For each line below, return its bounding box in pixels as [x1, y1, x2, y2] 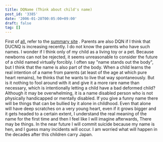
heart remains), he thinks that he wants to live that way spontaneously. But [5, 75, 155, 81]
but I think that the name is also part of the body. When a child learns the [5, 64, 151, 71]
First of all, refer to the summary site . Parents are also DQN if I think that [5, 38, 151, 44]
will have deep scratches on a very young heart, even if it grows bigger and [5, 106, 157, 112]
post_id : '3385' [5, 12, 38, 17]
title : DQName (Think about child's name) [5, 7, 92, 12]
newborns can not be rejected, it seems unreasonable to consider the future [5, 54, 158, 60]
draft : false [5, 20, 32, 26]
